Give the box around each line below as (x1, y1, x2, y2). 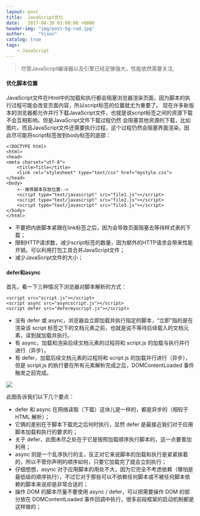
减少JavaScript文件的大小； (14, 254, 84, 261)
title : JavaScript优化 (6, 14, 64, 20)
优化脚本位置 (6, 80, 38, 87)
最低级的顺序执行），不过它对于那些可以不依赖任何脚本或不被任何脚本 (14, 473, 185, 481)
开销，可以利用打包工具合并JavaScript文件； (14, 246, 125, 253)
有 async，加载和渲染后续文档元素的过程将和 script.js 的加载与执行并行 (14, 339, 190, 347)
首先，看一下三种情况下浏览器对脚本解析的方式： (6, 283, 127, 290)
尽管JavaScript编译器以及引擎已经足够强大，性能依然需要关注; (20, 65, 175, 72)
